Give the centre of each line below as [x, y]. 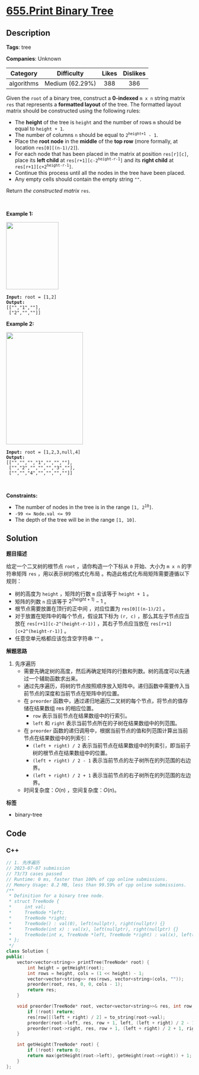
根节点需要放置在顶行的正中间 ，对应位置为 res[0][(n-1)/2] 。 [91, 609]
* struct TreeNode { [34, 902]
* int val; [27, 907]
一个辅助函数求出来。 [55, 679]
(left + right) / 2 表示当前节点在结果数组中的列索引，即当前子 [112, 745]
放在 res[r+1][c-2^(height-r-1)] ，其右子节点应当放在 [82, 623]
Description [28, 33]
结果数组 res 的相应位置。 [65, 709]
